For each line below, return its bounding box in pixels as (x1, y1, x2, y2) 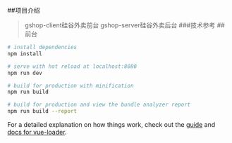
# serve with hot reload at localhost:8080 (7, 62, 138, 70)
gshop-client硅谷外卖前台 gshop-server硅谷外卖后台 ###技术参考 (24, 21, 216, 29)
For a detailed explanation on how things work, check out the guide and (7, 121, 216, 128)
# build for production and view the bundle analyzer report (7, 101, 191, 109)
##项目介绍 (7, 6, 40, 14)
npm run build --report (7, 108, 78, 115)
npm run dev (7, 69, 42, 76)
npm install (7, 50, 42, 57)
